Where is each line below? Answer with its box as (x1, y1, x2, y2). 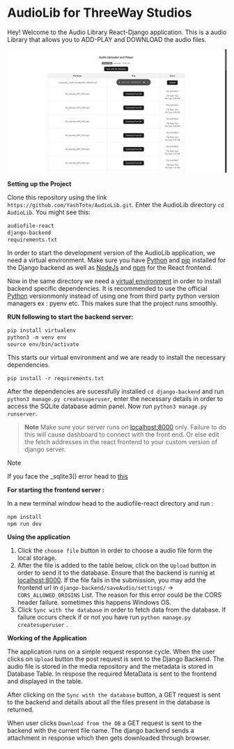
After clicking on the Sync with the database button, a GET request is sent (7, 690, 221, 699)
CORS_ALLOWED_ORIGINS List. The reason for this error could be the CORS (17, 591, 222, 599)
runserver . (7, 409, 38, 418)
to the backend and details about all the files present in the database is (7, 698, 210, 706)
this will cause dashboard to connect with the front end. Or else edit (24, 430, 219, 439)
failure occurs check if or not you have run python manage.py (17, 613, 192, 621)
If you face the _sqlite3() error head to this (7, 472, 129, 481)
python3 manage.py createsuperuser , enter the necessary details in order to (7, 395, 224, 403)
